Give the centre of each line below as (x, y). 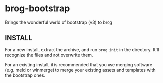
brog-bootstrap (38, 9)
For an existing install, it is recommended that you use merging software (79, 64)
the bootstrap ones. (25, 75)
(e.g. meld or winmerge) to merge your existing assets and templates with (80, 70)
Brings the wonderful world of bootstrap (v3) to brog (59, 22)
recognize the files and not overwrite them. (49, 55)
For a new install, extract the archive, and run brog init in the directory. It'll (82, 49)
